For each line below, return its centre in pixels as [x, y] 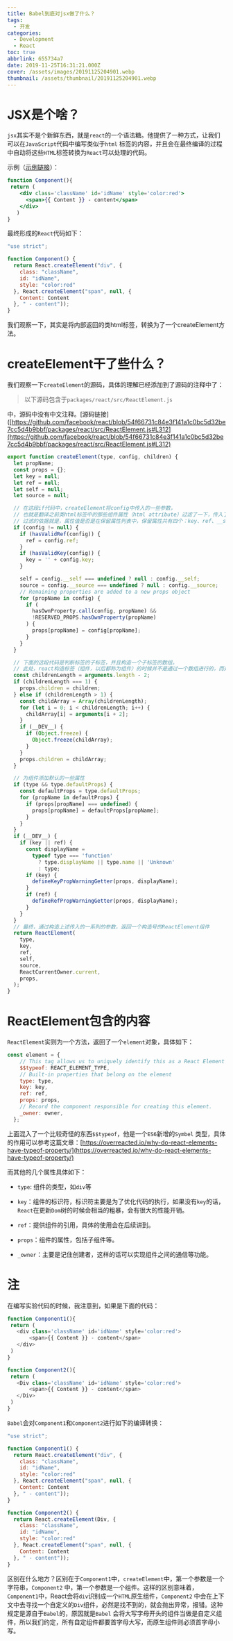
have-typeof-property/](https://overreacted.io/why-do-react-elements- [109, 1150]
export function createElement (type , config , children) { [93, 457]
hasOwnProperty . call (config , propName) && [94, 611]
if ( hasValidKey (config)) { [60, 553]
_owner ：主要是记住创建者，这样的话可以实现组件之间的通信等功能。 [115, 1254]
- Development [34, 40]
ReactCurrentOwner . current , [60, 972]
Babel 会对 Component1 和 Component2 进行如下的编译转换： [86, 1423]
